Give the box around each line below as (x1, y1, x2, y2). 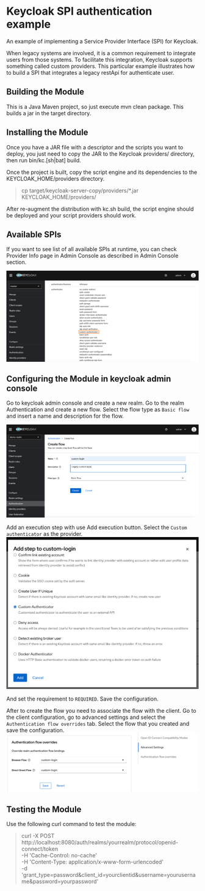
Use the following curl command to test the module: (6, 821, 137, 828)
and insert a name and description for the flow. (6, 412, 124, 420)
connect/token (21, 845, 59, 852)
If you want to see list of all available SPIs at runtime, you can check (6, 246, 177, 253)
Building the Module (6, 87, 84, 97)
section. (6, 258, 27, 266)
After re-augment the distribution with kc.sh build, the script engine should (6, 205, 194, 212)
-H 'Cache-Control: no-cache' (21, 852, 98, 859)
